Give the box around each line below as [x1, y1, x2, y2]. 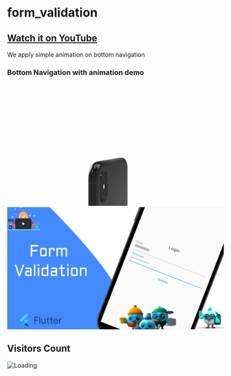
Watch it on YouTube [7, 32, 98, 44]
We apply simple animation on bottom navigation [7, 50, 146, 59]
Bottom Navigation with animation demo [7, 67, 144, 77]
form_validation [7, 5, 98, 21]
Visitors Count [7, 343, 71, 355]
